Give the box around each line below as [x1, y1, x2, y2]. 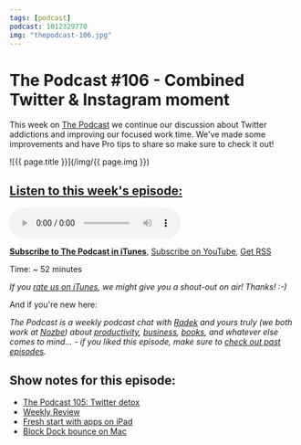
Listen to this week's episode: [9, 183, 183, 198]
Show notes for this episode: [9, 372, 176, 388]
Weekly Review [22, 406, 80, 417]
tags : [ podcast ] [9, 13, 71, 23]
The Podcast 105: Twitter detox [22, 397, 140, 408]
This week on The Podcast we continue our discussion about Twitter [9, 120, 267, 131]
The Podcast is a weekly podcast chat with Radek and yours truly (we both [9, 317, 293, 328]
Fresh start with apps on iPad [22, 416, 133, 427]
